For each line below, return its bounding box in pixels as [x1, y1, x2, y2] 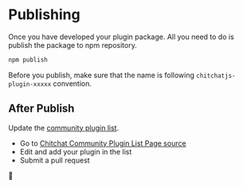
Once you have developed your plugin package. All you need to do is [8, 32, 235, 41]
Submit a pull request [19, 155, 90, 165]
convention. [53, 78, 92, 88]
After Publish [8, 102, 75, 116]
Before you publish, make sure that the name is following [8, 70, 195, 80]
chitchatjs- [196, 72, 236, 80]
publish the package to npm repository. [8, 40, 137, 49]
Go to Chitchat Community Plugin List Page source [19, 138, 186, 148]
